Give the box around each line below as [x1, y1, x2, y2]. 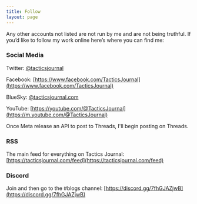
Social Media [6, 51, 44, 59]
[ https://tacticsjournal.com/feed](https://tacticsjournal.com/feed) [6, 157, 164, 164]
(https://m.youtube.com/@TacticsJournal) [6, 111, 108, 118]
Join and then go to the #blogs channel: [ [6, 185, 106, 192]
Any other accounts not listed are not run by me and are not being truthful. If [6, 30, 191, 37]
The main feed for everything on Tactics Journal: [6, 151, 125, 158]
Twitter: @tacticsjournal [6, 64, 64, 71]
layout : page [6, 14, 38, 20]
